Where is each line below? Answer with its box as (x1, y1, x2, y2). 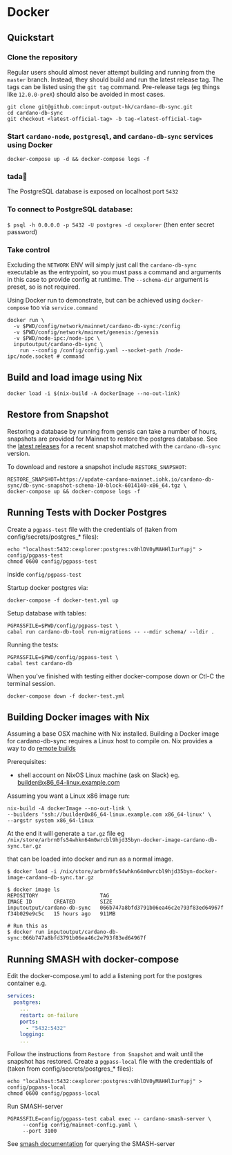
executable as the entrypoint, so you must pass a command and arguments (7, 268, 222, 276)
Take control (7, 245, 50, 254)
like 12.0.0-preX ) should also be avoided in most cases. (7, 90, 166, 98)
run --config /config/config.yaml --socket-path (19, 347, 162, 354)
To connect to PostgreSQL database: (7, 204, 133, 214)
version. (7, 449, 30, 457)
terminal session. (7, 679, 56, 687)
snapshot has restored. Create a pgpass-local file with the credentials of (7, 1058, 213, 1066)
